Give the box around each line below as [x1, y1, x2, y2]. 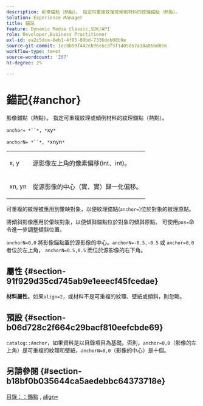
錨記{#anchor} [6, 93, 81, 107]
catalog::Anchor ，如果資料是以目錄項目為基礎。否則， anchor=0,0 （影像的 [6, 339, 191, 346]
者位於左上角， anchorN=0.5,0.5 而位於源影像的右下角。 [6, 247, 146, 254]
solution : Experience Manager [6, 15, 83, 21]
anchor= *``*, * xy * [6, 126, 57, 134]
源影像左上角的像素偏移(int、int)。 [32, 159, 131, 168]
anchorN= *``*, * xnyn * [6, 138, 65, 146]
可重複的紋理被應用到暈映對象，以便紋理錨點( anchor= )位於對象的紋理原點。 [6, 205, 194, 213]
